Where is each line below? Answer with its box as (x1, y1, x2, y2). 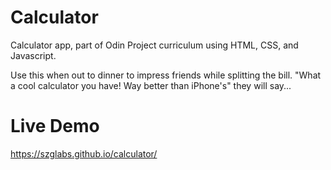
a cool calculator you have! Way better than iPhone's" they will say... (10, 79, 292, 91)
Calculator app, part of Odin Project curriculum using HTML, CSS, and (10, 39, 299, 51)
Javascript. (10, 49, 57, 61)
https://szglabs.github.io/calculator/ (10, 147, 158, 160)
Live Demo (10, 115, 100, 138)
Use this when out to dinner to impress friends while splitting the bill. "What (10, 69, 322, 81)
